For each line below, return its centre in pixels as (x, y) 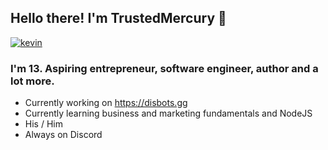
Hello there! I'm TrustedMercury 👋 (118, 18)
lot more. (32, 81)
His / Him (43, 124)
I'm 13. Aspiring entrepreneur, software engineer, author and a (164, 68)
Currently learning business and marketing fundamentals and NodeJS (168, 113)
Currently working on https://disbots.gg (106, 103)
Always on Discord (63, 135)
